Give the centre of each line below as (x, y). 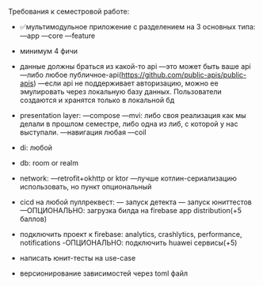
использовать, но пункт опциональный (86, 187)
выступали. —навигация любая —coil (83, 132)
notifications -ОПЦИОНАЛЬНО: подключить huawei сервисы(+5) (128, 242)
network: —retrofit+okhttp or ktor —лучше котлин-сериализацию (128, 178)
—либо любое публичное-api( (71, 75)
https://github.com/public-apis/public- (184, 75)
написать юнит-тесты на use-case (78, 258)
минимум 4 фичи (48, 51)
